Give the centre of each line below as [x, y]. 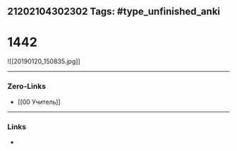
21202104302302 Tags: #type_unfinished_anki [114, 12]
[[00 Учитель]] [39, 102]
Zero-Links [27, 86]
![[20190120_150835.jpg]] [44, 61]
